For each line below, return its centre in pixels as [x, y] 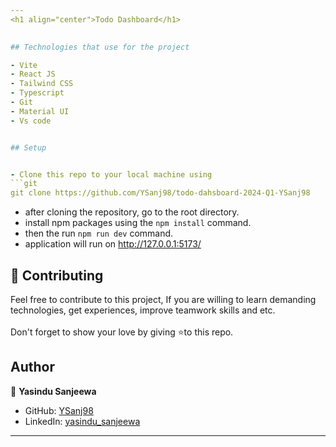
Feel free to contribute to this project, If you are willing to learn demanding [163, 299]
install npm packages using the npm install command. [138, 223]
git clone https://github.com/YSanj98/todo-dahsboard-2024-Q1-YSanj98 [160, 193]
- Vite [24, 65]
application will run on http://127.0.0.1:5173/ [113, 244]
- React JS [33, 74]
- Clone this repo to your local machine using [111, 174]
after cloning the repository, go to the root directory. [132, 212]
